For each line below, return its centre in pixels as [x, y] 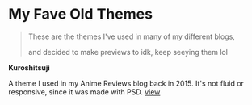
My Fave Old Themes [81, 14]
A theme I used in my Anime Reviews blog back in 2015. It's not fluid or [126, 83]
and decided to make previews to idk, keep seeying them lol [128, 52]
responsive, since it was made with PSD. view [84, 92]
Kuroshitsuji [29, 67]
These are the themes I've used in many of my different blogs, [132, 36]
